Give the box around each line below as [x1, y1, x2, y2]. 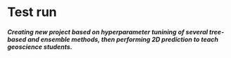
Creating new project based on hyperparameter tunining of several [7, 27, 208, 36]
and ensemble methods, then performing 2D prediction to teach [27, 35, 218, 43]
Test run [7, 4, 58, 20]
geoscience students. [7, 43, 73, 51]
